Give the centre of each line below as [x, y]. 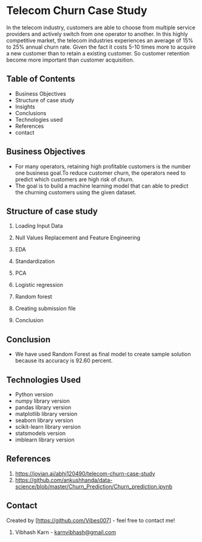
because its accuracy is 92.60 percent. [64, 361]
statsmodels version [40, 433]
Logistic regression [39, 285]
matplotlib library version [46, 414]
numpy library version [42, 401]
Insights [25, 107]
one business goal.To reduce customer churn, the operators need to [100, 173]
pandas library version [43, 407]
